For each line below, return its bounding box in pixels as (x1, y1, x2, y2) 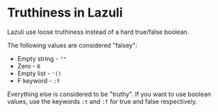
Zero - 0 (17, 62, 40, 70)
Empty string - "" (17, 54, 67, 63)
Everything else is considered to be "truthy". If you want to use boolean (7, 90, 212, 98)
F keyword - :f (17, 76, 60, 84)
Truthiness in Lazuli (7, 5, 123, 21)
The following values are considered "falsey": (7, 41, 137, 49)
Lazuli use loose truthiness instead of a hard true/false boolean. (7, 28, 190, 36)
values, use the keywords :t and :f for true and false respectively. (7, 97, 198, 105)
